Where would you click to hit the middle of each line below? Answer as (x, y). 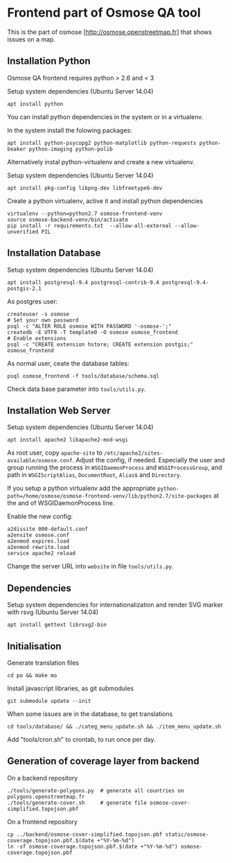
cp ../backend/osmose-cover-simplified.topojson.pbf (85, 834)
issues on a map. (32, 39)
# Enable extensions (37, 338)
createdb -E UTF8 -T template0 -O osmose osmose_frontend (92, 332)
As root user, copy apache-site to (55, 453)
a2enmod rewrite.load (38, 548)
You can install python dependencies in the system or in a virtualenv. (105, 116)
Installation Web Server (59, 410)
